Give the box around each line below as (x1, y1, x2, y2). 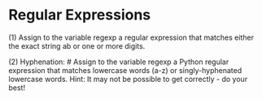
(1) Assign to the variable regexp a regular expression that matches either (8, 32, 255, 42)
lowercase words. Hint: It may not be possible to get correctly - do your (8, 74, 248, 84)
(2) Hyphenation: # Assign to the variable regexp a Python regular (8, 57, 229, 67)
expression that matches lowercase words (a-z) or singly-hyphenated (8, 65, 242, 75)
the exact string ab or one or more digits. (8, 41, 146, 50)
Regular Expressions (8, 6, 151, 24)
